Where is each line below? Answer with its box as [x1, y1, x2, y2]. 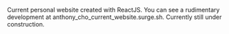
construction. [7, 20, 45, 28]
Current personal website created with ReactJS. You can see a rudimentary [7, 6, 220, 14]
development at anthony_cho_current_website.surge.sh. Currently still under [7, 13, 222, 21]
